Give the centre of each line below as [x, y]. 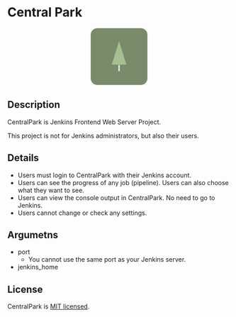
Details [23, 158]
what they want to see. [51, 190]
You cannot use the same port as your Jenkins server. [107, 260]
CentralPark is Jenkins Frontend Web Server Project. [84, 122]
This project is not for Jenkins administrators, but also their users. [103, 135]
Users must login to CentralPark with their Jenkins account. [105, 175]
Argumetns [33, 235]
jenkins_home [38, 267]
